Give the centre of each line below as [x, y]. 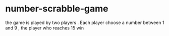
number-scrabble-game [57, 9]
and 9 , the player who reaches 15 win [45, 27]
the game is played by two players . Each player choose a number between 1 [85, 22]
